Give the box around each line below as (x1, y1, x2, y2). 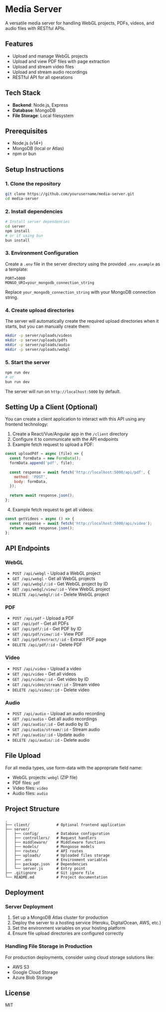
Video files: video (12, 785, 48, 791)
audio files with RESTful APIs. (5, 25, 66, 31)
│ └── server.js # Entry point (5, 866, 85, 871)
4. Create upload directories (5, 307, 75, 314)
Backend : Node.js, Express (12, 102, 69, 108)
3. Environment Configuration (5, 249, 79, 256)
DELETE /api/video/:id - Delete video (12, 687, 90, 693)
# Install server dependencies (5, 219, 70, 224)
